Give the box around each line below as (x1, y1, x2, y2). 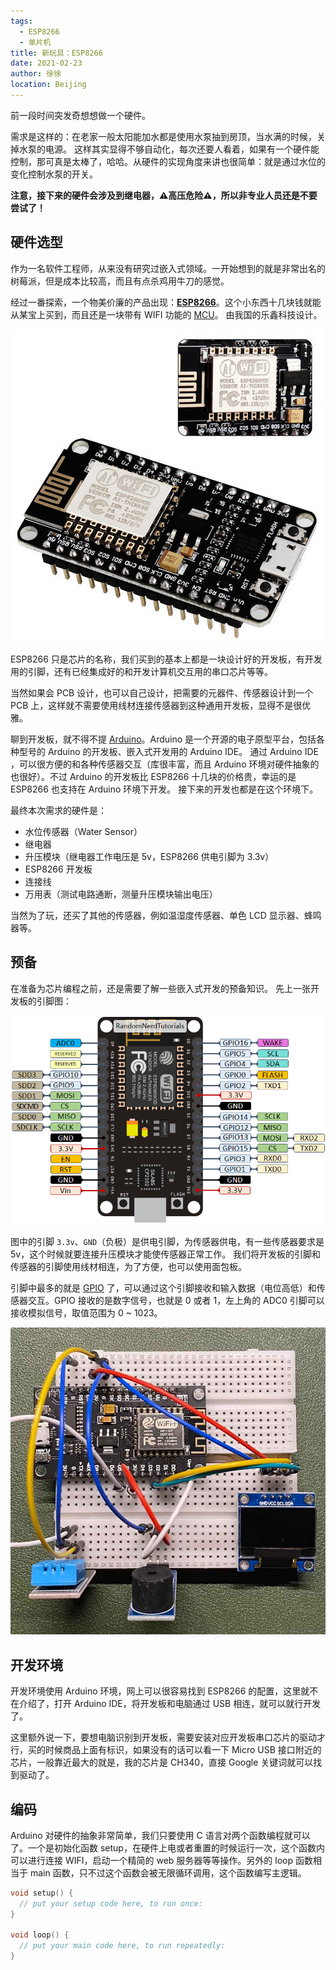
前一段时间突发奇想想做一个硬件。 (10, 109, 151, 121)
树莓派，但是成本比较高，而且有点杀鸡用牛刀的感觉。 (10, 275, 230, 287)
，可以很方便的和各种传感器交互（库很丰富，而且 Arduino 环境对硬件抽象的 (10, 758, 320, 770)
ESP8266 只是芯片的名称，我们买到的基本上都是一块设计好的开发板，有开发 (10, 653, 323, 665)
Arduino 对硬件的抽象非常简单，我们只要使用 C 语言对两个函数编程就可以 (10, 1829, 311, 1841)
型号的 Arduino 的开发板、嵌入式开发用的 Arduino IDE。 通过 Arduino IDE (18, 745, 319, 757)
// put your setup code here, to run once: (19, 1898, 203, 1909)
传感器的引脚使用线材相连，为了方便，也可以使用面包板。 (10, 1260, 247, 1272)
